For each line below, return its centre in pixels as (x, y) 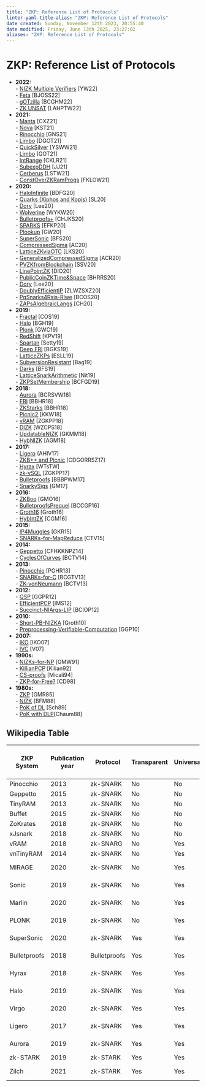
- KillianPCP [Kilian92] (43, 668)
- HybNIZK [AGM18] (40, 441)
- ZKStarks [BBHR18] (42, 408)
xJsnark (21, 833)
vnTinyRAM (26, 853)
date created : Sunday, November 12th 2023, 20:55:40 (75, 23)
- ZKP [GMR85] (35, 695)
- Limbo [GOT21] (36, 154)
